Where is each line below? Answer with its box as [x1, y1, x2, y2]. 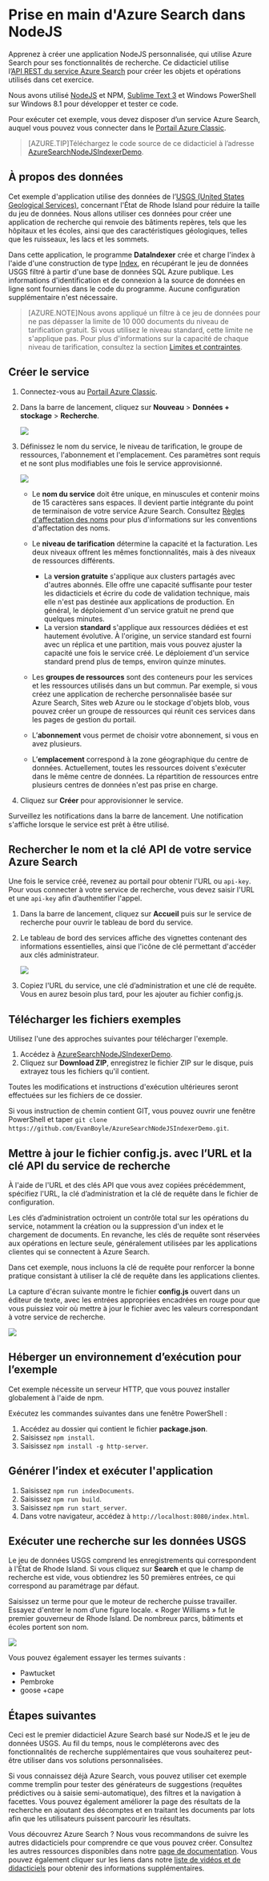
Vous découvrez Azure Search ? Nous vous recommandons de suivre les [8, 1830, 249, 1839]
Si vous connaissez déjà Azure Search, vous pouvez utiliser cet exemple [8, 1771, 247, 1781]
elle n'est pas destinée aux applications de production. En [43, 596, 235, 607]
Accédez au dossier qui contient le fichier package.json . [19, 1424, 208, 1433]
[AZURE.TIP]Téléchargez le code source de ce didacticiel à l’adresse [27, 138, 255, 148]
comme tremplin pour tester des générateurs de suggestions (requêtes [8, 1780, 243, 1790]
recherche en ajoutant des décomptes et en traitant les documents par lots [8, 1806, 255, 1815]
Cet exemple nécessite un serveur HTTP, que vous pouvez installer [8, 1384, 231, 1394]
